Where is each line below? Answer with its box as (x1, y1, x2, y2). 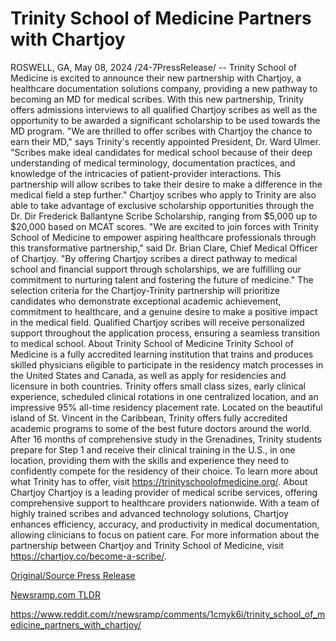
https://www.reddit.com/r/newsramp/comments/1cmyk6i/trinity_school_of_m (10, 608, 326, 620)
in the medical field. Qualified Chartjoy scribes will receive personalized (10, 316, 305, 328)
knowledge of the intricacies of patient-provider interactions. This (10, 167, 282, 179)
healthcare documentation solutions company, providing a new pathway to (10, 82, 318, 94)
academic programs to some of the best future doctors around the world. (10, 422, 312, 434)
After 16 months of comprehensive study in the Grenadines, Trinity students (10, 433, 322, 445)
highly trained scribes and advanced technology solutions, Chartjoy (10, 507, 289, 519)
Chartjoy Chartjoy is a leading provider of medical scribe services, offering (10, 486, 318, 498)
